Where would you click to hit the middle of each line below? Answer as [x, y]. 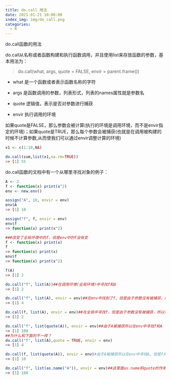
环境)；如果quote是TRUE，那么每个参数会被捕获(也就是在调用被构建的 [88, 132]
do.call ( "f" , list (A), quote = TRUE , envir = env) [59, 340]
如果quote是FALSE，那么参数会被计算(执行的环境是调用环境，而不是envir [82, 125]
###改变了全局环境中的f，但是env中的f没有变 [47, 237]
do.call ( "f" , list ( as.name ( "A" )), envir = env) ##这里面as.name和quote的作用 [86, 368]
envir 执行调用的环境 [34, 115]
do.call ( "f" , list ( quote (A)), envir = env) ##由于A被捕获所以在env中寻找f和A [84, 326]
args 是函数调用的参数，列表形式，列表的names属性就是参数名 [78, 93]
